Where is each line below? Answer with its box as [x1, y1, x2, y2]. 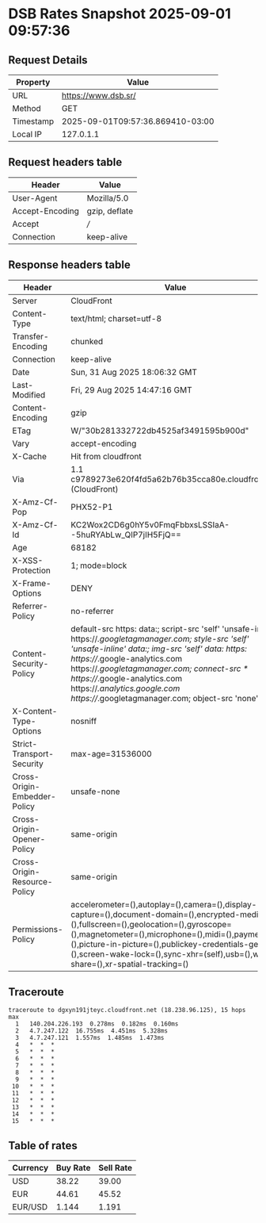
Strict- [12, 738, 38, 750]
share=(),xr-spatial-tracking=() [70, 958, 189, 969]
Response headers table [8, 259, 131, 272]
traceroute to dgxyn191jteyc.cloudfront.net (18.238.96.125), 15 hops [8, 1006, 246, 1014]
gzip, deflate [86, 205, 134, 217]
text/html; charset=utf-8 [70, 312, 162, 324]
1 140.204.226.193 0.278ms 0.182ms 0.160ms [15, 1020, 179, 1028]
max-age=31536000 [70, 748, 152, 759]
